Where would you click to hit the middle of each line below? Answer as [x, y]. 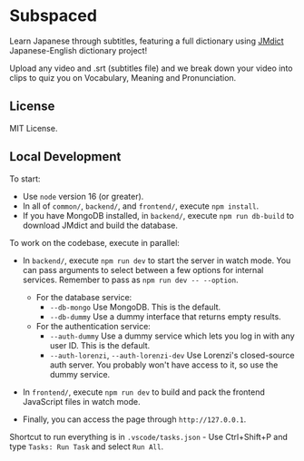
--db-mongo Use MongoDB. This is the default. [135, 307]
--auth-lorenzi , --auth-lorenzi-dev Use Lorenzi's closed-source [172, 355]
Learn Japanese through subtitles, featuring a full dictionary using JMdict [147, 41]
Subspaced [54, 16]
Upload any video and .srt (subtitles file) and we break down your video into [151, 68]
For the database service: [84, 297]
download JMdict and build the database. [100, 225]
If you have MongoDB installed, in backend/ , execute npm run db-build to [158, 215]
